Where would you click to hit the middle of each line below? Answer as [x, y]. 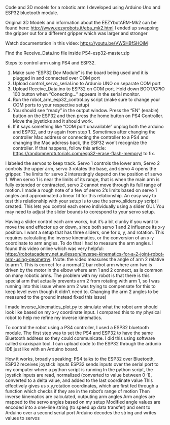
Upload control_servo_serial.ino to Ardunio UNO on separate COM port [87, 83]
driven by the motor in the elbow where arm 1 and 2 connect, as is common [84, 270]
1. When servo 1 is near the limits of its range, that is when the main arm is [82, 179]
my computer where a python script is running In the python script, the [79, 369]
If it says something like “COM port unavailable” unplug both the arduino [88, 127]
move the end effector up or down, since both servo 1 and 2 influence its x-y [85, 227]
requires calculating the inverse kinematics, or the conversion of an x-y [80, 238]
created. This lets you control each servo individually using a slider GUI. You [85, 206]
